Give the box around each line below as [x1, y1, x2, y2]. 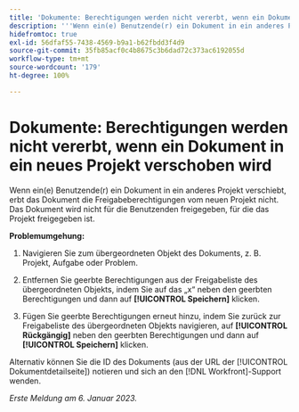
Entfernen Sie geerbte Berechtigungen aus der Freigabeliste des [21, 274, 258, 285]
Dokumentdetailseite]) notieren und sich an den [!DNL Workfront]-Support [9, 366, 282, 376]
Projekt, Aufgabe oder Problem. [21, 257, 138, 268]
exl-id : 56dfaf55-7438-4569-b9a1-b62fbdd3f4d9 [9, 37, 185, 47]
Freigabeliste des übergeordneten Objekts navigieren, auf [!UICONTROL [21, 320, 287, 331]
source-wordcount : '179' [9, 63, 101, 72]
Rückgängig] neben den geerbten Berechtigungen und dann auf [21, 329, 260, 340]
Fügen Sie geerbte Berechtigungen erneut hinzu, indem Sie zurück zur [21, 310, 282, 321]
